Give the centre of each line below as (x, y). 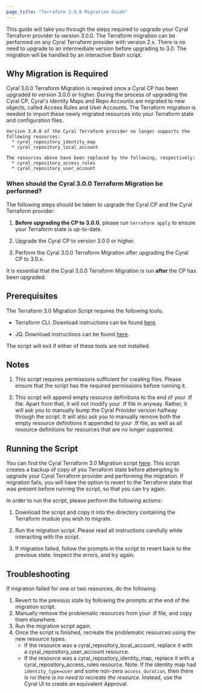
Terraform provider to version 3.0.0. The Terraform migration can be (91, 35)
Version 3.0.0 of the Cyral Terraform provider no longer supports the (98, 132)
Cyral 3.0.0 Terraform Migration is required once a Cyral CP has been (93, 88)
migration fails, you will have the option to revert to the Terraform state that (99, 483)
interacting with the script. (47, 537)
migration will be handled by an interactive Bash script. (74, 54)
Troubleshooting (38, 574)
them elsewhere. (36, 619)
